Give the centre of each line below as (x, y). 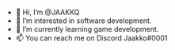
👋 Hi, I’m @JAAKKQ (48, 12)
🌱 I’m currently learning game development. (87, 29)
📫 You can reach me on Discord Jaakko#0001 (91, 38)
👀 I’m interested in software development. (84, 21)
